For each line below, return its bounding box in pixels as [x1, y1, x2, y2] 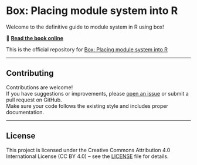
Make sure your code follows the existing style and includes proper [6, 102, 168, 109]
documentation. [6, 108, 45, 115]
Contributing [6, 68, 54, 78]
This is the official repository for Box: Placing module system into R [6, 45, 168, 53]
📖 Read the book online [6, 34, 63, 41]
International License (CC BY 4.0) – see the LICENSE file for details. [6, 153, 169, 160]
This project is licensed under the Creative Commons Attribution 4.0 [6, 146, 171, 153]
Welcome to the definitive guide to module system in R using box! [6, 23, 164, 30]
